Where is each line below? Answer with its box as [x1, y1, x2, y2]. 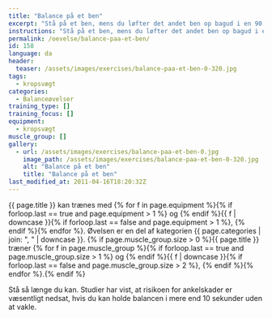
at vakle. [8, 302, 37, 312]
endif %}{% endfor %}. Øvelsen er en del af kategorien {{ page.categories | [8, 226, 261, 235]
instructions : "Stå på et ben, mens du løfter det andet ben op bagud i [8, 27, 259, 35]
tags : [8, 72, 27, 80]
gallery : [8, 140, 38, 148]
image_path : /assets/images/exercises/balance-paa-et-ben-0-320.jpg [23, 155, 259, 163]
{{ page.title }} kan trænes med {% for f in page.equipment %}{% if [8, 200, 233, 209]
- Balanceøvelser [15, 95, 74, 103]
